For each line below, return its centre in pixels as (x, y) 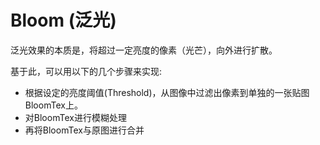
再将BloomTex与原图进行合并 (84, 130)
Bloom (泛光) (63, 20)
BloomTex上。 (53, 105)
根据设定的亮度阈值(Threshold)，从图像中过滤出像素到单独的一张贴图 (167, 92)
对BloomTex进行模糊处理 (75, 117)
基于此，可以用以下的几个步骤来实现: (86, 71)
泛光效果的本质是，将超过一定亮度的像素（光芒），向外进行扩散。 (144, 50)
